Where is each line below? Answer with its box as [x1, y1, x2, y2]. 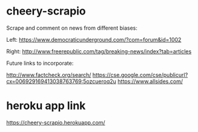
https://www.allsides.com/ [117, 78, 183, 85]
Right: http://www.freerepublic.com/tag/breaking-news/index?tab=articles [6, 47, 192, 55]
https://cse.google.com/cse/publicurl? [92, 71, 188, 78]
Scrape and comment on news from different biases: [6, 24, 138, 31]
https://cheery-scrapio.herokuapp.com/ [6, 119, 105, 126]
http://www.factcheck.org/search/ [6, 71, 91, 78]
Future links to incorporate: [6, 59, 74, 67]
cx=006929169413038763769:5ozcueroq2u [6, 78, 117, 85]
